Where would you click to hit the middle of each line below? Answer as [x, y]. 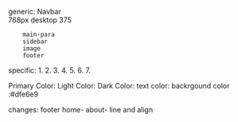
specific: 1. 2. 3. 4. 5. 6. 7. [50, 70]
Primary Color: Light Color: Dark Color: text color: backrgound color [119, 86]
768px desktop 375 [40, 20]
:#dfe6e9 [23, 94]
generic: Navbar [35, 12]
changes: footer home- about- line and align [81, 110]
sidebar [35, 41]
